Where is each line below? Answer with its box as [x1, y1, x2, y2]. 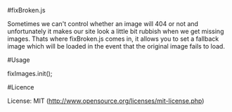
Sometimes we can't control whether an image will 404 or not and [7, 20, 199, 27]
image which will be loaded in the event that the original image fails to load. [7, 42, 225, 50]
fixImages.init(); [7, 70, 53, 77]
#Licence [7, 83, 34, 91]
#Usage [7, 56, 30, 64]
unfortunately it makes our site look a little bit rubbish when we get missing [7, 27, 224, 35]
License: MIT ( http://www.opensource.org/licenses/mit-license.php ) [7, 97, 205, 105]
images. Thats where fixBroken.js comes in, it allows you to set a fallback [7, 35, 219, 43]
